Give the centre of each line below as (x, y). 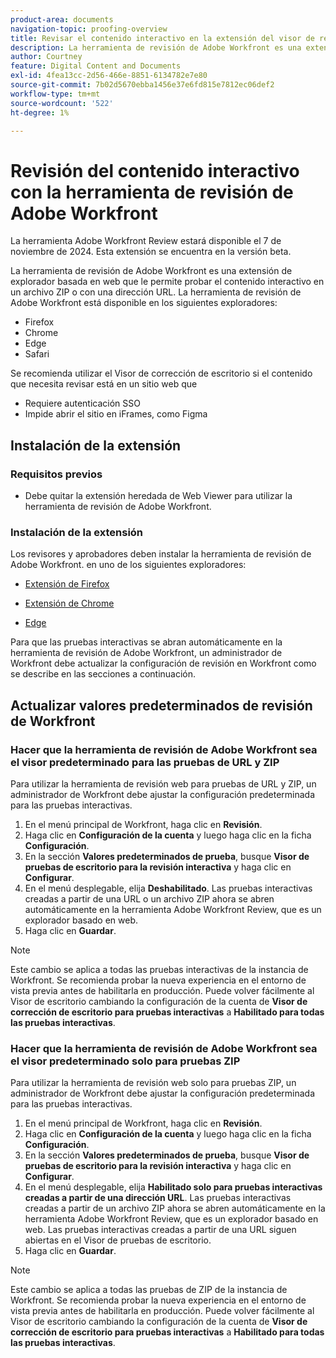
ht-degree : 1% (40, 112)
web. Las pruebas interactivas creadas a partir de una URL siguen (160, 1230)
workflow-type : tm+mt (55, 94)
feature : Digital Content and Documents (96, 66)
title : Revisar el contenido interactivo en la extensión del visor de (162, 38)
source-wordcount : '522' (62, 103)
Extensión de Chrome (69, 603)
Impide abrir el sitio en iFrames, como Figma (116, 414)
